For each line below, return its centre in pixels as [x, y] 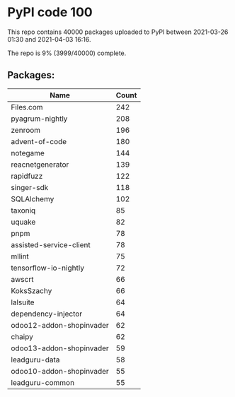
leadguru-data [35, 360]
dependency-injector [47, 314]
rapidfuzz [27, 176]
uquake [23, 222]
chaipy [22, 336]
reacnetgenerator [40, 165]
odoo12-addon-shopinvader [60, 325]
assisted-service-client [51, 244]
